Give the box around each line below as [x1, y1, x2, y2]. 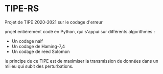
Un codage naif [11, 38, 43, 44]
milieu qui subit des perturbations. [4, 63, 74, 69]
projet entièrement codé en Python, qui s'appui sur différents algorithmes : [4, 28, 155, 34]
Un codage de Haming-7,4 [11, 43, 65, 49]
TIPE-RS [4, 3, 39, 14]
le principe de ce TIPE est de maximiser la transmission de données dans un [4, 58, 159, 64]
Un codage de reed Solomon [11, 49, 70, 54]
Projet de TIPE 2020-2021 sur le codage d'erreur [4, 19, 103, 25]
